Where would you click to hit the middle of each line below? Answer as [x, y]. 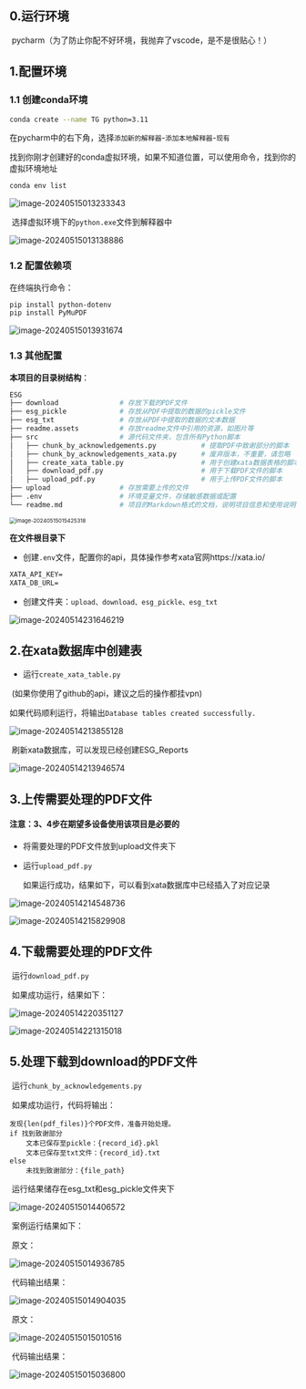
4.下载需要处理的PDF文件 [81, 952]
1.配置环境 [38, 72]
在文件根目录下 [37, 537]
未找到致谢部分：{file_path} [76, 1170]
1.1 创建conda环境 [49, 100]
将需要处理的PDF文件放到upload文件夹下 [99, 846]
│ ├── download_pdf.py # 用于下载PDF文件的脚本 [146, 471]
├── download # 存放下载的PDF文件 [99, 403]
